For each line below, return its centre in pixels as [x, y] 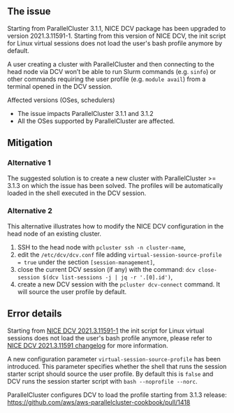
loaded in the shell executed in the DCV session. [77, 193]
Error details [35, 314]
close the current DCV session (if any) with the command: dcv [106, 269]
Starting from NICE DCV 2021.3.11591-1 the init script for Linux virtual [106, 331]
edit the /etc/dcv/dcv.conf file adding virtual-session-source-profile [119, 254]
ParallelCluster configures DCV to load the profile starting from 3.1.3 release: [117, 395]
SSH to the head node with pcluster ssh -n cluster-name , [102, 247]
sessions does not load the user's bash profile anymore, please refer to [110, 338]
